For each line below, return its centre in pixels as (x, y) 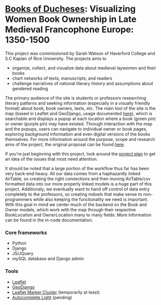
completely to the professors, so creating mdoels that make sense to (73, 194)
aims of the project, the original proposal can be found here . (65, 144)
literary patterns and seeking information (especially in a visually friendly (78, 103)
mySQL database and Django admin (48, 259)
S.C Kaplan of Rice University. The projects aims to (56, 58)
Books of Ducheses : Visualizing (70, 9)
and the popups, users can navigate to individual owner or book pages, (76, 129)
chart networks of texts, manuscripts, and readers (62, 78)
